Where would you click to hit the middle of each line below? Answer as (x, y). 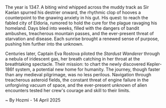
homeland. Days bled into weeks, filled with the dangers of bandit (72, 28)
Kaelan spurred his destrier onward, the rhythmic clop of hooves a (73, 12)
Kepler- (154, 64)
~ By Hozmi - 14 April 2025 (33, 100)
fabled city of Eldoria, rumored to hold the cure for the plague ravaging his (81, 23)
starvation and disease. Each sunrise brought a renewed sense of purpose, (82, 39)
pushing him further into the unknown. (44, 44)
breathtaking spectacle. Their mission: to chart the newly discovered (75, 64)
